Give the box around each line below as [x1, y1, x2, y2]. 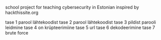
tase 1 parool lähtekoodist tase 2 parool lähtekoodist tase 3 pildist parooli [5, 19, 156, 25]
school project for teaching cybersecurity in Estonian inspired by [5, 4, 139, 10]
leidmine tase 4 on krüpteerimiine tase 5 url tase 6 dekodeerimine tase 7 [5, 24, 155, 30]
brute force [5, 30, 29, 35]
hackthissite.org [5, 9, 39, 15]
